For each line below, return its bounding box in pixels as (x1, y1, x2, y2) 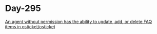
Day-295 (5, 3, 41, 14)
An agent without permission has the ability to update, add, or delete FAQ (5, 19, 152, 24)
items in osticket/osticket (5, 23, 55, 29)
